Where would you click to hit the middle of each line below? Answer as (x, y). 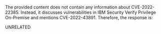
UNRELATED (18, 27)
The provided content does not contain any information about (68, 7)
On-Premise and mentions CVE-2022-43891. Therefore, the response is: (79, 17)
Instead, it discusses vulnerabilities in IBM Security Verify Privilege (88, 12)
